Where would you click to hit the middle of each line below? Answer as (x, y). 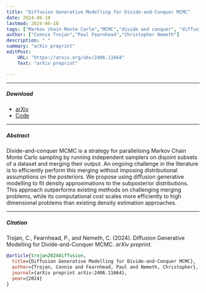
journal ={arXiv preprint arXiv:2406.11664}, (70, 273)
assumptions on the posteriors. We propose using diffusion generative (95, 177)
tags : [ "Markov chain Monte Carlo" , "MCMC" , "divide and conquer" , (91, 29)
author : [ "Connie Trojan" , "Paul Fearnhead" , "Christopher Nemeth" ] (93, 35)
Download (20, 94)
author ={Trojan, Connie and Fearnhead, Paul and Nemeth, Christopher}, (105, 267)
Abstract (18, 136)
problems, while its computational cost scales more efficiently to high (94, 196)
